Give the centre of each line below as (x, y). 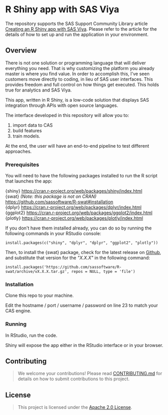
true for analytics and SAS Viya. (39, 90)
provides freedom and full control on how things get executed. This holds (82, 84)
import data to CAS (33, 125)
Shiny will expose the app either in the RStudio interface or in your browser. (84, 345)
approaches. (19, 151)
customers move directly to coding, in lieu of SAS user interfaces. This (79, 79)
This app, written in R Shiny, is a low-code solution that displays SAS (77, 100)
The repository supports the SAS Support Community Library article (77, 24)
